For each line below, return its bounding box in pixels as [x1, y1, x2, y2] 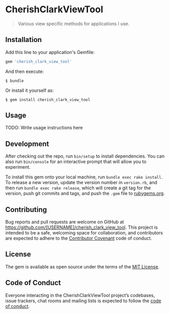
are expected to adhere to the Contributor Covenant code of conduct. [5, 235, 152, 242]
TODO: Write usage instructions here [5, 125, 83, 131]
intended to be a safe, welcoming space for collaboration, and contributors [5, 230, 163, 236]
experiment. [5, 164, 31, 170]
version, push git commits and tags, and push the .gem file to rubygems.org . [5, 190, 165, 197]
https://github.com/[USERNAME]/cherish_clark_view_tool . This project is [5, 224, 158, 230]
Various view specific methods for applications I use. [17, 21, 130, 27]
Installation [5, 35, 42, 44]
